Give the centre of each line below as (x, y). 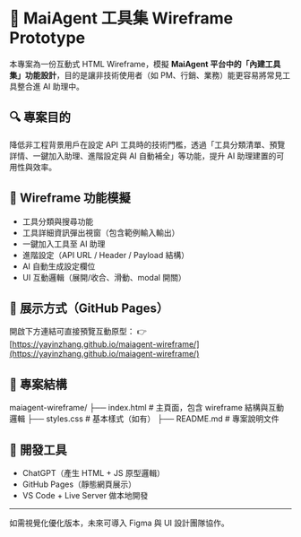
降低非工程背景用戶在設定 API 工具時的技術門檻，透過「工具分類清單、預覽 (147, 144)
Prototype (47, 38)
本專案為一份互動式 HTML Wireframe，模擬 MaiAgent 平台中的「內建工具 (145, 64)
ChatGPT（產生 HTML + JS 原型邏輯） (94, 473)
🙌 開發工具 (38, 450)
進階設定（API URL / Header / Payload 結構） (106, 255)
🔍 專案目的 (40, 117)
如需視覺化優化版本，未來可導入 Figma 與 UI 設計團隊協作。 (120, 523)
